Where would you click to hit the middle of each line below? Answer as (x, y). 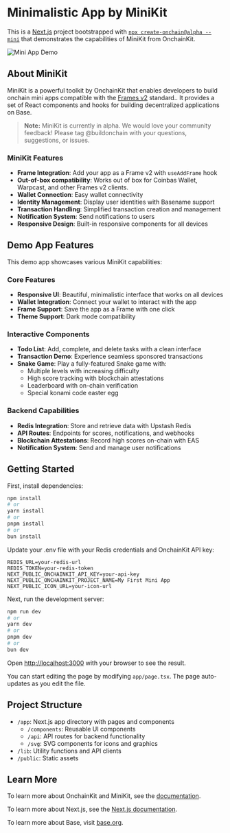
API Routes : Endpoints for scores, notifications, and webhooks (106, 433)
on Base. (20, 112)
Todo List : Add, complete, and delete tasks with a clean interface (109, 349)
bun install (24, 537)
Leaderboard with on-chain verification (83, 386)
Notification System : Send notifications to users (86, 217)
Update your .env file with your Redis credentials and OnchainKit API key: (111, 550)
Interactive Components (49, 334)
